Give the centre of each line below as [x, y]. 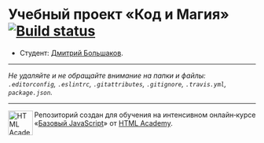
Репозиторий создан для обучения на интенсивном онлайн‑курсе [145, 115]
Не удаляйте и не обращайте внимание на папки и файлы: [107, 75]
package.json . [30, 92]
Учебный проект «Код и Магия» [119, 15]
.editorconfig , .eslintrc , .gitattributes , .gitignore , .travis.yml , [117, 83]
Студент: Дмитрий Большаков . [71, 53]
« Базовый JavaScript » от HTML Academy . [103, 123]
